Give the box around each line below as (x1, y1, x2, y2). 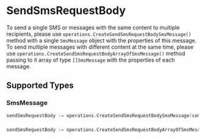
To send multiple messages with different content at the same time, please (6, 43, 194, 51)
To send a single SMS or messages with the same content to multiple (6, 24, 180, 31)
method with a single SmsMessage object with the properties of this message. (6, 37, 197, 44)
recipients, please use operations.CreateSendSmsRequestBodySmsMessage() (6, 30, 192, 37)
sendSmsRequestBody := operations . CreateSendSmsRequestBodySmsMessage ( (6, 112, 192, 119)
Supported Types (6, 80, 74, 91)
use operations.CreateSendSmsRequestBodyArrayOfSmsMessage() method (6, 49, 185, 57)
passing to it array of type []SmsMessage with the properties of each (6, 56, 175, 63)
